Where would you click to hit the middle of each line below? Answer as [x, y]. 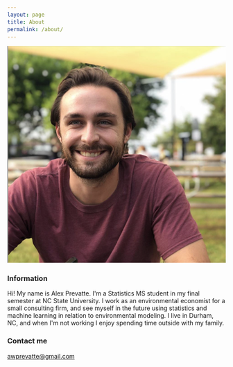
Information [27, 279]
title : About [26, 22]
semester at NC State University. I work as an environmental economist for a [116, 301]
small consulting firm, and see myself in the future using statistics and [107, 308]
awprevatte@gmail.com [41, 356]
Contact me [27, 341]
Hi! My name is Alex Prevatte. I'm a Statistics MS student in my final [103, 293]
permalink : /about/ [35, 29]
